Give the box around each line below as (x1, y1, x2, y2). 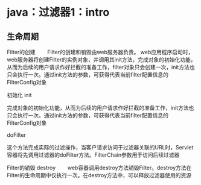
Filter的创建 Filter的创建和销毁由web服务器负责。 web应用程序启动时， (7, 49, 194, 55)
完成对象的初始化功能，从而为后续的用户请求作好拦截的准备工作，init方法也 (7, 104, 194, 111)
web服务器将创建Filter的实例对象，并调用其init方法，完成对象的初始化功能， (7, 56, 196, 63)
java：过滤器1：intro (7, 5, 110, 19)
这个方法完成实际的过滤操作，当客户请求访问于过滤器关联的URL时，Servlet (7, 144, 194, 151)
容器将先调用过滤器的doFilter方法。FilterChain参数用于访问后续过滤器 (7, 151, 180, 158)
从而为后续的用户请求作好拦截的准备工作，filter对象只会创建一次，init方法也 (7, 64, 195, 71)
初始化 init (7, 92, 32, 98)
